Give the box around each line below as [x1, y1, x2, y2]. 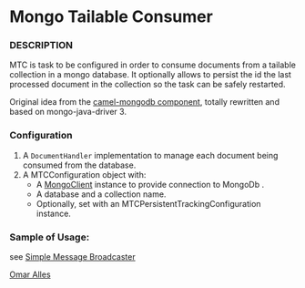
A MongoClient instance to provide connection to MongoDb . [36, 179, 265, 190]
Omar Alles [9, 269, 52, 280]
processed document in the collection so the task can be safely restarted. [9, 79, 286, 90]
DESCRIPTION [9, 39, 74, 52]
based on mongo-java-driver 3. [9, 107, 127, 118]
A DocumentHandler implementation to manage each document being [22, 149, 279, 160]
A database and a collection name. [36, 189, 167, 200]
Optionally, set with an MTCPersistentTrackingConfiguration [36, 198, 261, 209]
